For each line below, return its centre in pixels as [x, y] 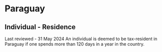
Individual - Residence [40, 27]
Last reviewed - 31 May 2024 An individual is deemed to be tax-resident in [81, 39]
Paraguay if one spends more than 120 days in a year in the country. [75, 44]
